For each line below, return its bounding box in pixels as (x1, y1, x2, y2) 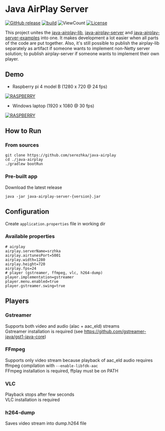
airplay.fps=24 (5, 266, 37, 271)
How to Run (5, 127, 42, 135)
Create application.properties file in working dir (5, 220, 106, 226)
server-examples (5, 35, 40, 41)
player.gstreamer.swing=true (5, 283, 65, 288)
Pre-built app (5, 173, 38, 180)
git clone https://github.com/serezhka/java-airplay (5, 153, 116, 158)
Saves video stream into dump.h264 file (5, 421, 87, 427)
